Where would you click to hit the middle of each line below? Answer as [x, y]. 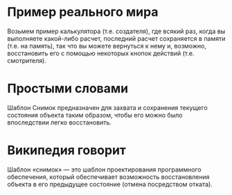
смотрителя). [27, 60]
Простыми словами [68, 89]
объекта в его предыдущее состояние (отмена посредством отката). [110, 184]
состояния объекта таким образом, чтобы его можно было [95, 115]
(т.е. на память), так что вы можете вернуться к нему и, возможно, [107, 46]
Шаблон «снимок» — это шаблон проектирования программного [105, 169]
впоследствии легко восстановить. [60, 122]
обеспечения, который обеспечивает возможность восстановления [108, 176]
